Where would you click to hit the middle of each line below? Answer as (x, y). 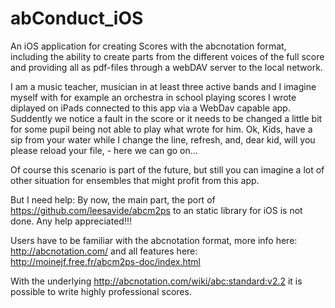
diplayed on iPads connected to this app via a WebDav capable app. (150, 108)
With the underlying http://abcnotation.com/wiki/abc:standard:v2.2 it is (156, 281)
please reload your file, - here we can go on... (104, 150)
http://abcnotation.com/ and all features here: (104, 251)
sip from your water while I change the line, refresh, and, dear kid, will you (163, 139)
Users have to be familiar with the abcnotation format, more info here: (154, 240)
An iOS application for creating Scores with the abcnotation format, (148, 46)
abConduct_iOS (77, 18)
